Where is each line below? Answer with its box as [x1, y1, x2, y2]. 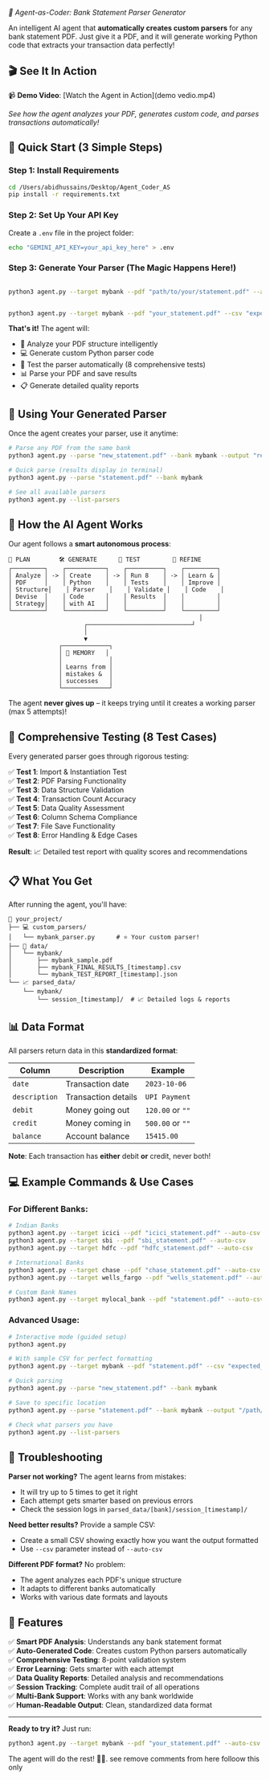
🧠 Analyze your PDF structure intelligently [19, 339, 158, 349]
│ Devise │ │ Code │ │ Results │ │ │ [8, 593, 221, 601]
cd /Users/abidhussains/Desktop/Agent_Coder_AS [8, 183, 171, 191]
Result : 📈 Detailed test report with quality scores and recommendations [8, 847, 247, 857]
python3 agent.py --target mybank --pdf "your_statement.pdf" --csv [8, 309, 243, 317]
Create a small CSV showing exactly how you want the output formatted [19, 1536, 259, 1545]
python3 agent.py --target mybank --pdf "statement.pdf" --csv [8, 1362, 225, 1370]
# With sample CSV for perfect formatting [8, 1355, 153, 1363]
